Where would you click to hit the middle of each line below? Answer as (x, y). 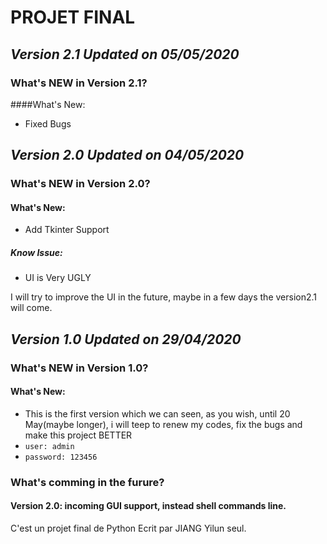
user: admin (49, 446)
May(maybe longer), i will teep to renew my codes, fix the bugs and (163, 424)
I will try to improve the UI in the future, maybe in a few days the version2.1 (164, 297)
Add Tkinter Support (67, 230)
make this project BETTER (78, 435)
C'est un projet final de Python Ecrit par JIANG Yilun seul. (128, 528)
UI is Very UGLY (58, 278)
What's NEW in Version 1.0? (79, 368)
